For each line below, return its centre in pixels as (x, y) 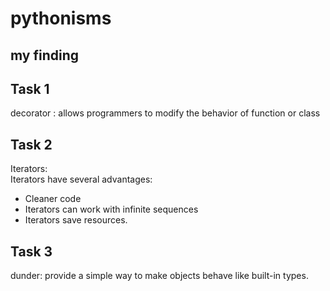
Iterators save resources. (76, 220)
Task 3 (31, 251)
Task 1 (30, 88)
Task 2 (31, 144)
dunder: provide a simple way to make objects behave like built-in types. (159, 276)
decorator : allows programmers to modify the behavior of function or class (165, 113)
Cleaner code (53, 199)
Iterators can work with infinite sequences (111, 209)
